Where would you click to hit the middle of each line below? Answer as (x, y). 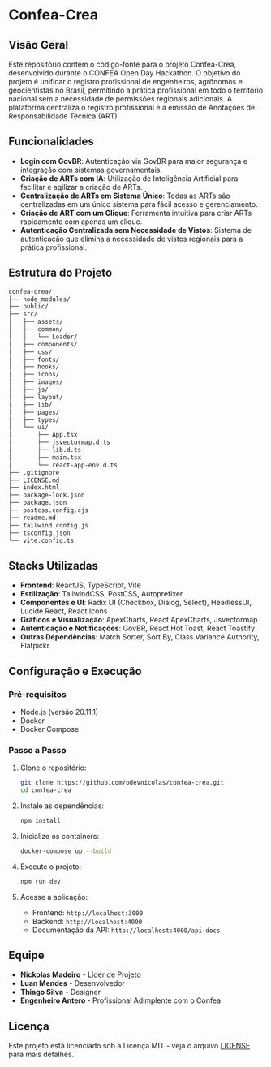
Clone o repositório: (53, 768)
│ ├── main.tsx (45, 457)
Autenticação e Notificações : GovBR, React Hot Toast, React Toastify (138, 628)
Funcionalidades (52, 142)
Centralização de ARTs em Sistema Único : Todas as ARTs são (125, 196)
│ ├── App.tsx (43, 435)
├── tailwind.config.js (49, 525)
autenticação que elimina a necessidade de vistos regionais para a (131, 239)
